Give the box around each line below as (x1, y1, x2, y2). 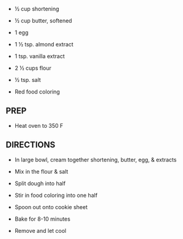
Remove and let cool (14, 227, 67, 234)
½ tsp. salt (14, 76, 41, 83)
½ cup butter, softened (14, 17, 72, 24)
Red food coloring (14, 88, 61, 95)
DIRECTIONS (6, 140, 56, 150)
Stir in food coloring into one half (14, 191, 98, 199)
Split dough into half (14, 180, 65, 187)
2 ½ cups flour (14, 64, 51, 72)
